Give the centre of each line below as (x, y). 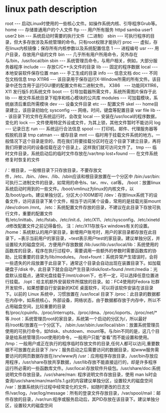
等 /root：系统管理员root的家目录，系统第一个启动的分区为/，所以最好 (76, 318)
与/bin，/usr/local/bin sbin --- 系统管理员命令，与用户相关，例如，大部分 (79, 60)
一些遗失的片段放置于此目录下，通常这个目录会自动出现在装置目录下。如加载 (83, 263)
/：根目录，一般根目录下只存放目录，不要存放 (51, 170)
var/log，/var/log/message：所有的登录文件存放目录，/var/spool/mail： (84, 393)
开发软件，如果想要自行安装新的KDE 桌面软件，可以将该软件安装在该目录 (79, 288)
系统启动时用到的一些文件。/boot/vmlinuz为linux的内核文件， (67, 189)
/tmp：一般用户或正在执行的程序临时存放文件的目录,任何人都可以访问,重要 (80, 343)
